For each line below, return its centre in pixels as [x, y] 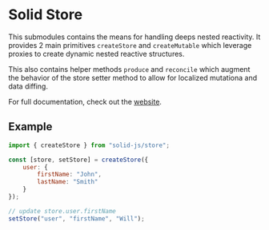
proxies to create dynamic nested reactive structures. [96, 54]
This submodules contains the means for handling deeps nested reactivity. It [134, 37]
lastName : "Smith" [68, 182]
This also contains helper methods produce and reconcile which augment [129, 69]
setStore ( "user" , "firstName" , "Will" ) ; [77, 218]
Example [30, 127]
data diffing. [28, 86]
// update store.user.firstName [62, 211]
